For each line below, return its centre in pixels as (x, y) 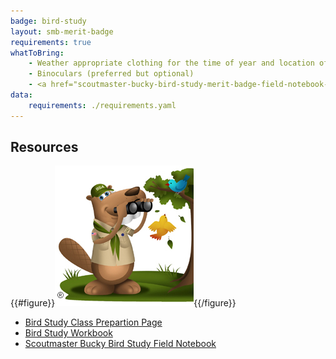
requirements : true (51, 42)
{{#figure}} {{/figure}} (123, 303)
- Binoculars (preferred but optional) (111, 74)
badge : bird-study (48, 21)
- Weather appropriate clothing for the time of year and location (171, 63)
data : (21, 95)
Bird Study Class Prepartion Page (93, 322)
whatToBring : (37, 53)
